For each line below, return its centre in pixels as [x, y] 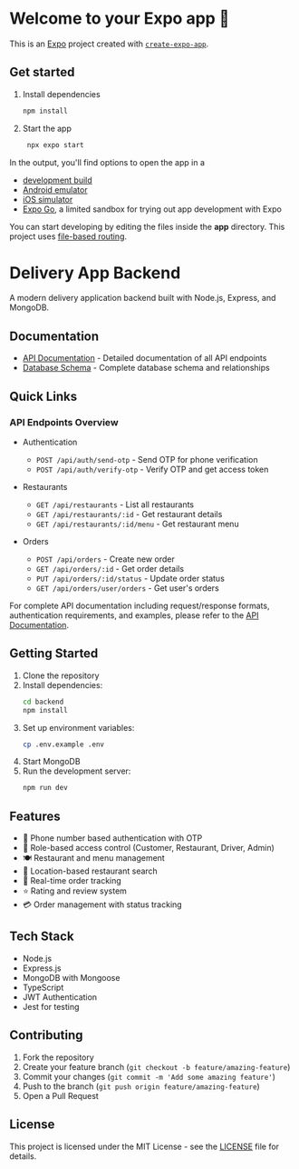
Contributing [46, 1035]
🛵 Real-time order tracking [72, 881]
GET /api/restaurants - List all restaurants [115, 505]
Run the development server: [77, 771]
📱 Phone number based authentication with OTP [112, 838]
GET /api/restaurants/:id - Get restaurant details [129, 514]
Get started [42, 72]
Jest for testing [51, 1006]
